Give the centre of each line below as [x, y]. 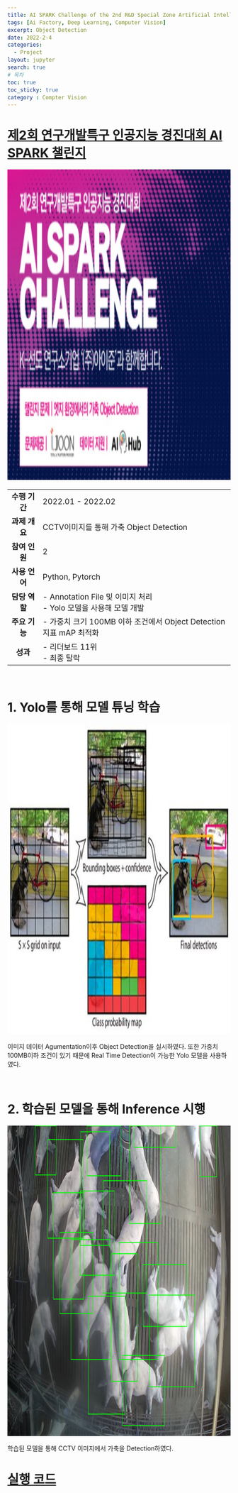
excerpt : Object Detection [47, 30]
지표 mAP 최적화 [70, 633]
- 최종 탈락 [61, 658]
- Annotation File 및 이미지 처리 [97, 596]
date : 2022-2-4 [30, 38]
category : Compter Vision [47, 97]
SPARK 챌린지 [47, 153]
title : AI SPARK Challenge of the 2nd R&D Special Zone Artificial [109, 15]
